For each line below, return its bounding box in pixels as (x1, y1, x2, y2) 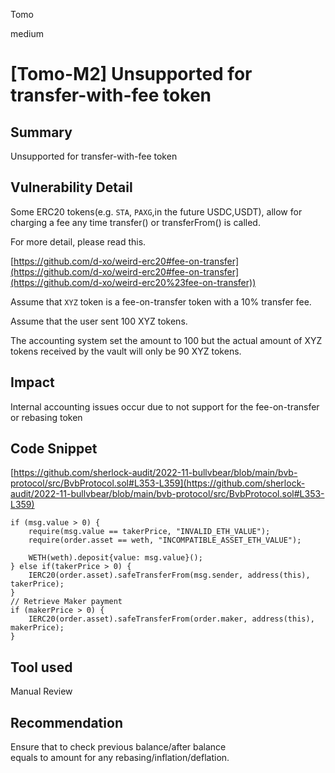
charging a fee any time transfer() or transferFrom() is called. (10, 216, 261, 228)
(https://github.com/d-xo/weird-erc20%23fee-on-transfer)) (10, 276, 257, 288)
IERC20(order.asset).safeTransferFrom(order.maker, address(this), (28, 614, 315, 624)
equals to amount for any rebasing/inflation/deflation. (10, 752, 230, 764)
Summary (10, 124, 73, 141)
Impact (10, 374, 55, 391)
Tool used (10, 659, 73, 676)
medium (10, 28, 44, 39)
